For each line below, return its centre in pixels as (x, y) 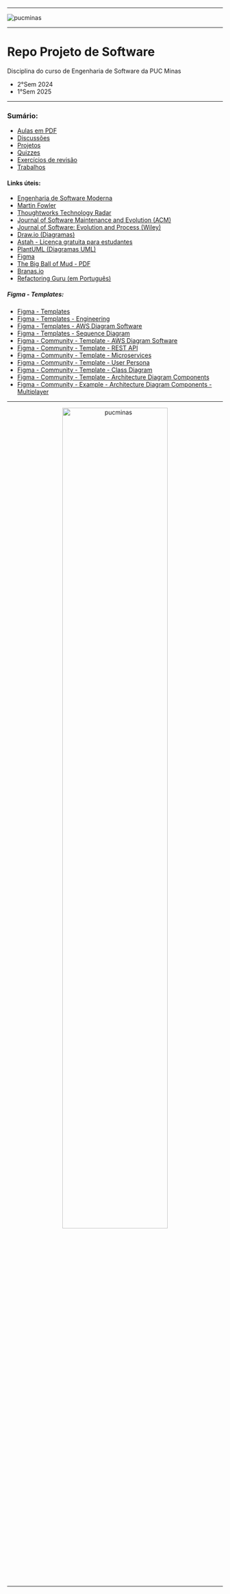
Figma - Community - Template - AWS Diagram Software (97, 341)
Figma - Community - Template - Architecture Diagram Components (113, 377)
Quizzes (28, 153)
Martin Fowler (37, 205)
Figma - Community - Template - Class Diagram (85, 370)
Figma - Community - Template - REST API (77, 348)
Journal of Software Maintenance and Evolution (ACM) (94, 220)
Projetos (29, 146)
